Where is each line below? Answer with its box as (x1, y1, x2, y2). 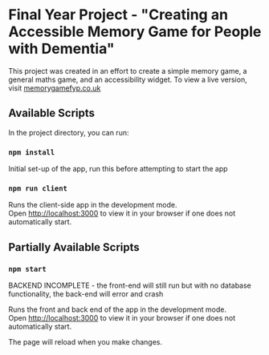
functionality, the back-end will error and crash (8, 289, 164, 299)
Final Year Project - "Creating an (8, 6, 229, 24)
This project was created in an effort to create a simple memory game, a (8, 66, 247, 75)
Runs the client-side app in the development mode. (8, 200, 177, 210)
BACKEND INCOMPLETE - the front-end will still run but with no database (8, 280, 251, 290)
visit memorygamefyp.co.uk (8, 83, 101, 93)
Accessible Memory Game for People (8, 22, 262, 41)
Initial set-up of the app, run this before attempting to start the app (8, 164, 228, 174)
